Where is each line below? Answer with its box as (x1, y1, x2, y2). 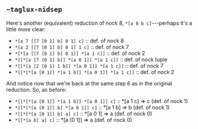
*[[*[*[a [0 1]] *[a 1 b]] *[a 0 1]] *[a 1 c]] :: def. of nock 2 (14, 68, 175, 75)
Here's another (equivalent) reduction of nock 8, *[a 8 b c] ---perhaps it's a (6, 19, 193, 27)
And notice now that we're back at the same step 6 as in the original (6, 80, 173, 87)
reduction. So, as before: (6, 86, 67, 93)
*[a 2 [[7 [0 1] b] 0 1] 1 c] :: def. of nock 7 (14, 43, 129, 50)
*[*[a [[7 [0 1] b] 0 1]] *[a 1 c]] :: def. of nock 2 (14, 49, 145, 57)
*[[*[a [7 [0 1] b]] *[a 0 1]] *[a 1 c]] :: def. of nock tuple (14, 56, 168, 63)
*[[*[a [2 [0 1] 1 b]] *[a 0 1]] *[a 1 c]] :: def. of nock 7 (14, 62, 164, 69)
